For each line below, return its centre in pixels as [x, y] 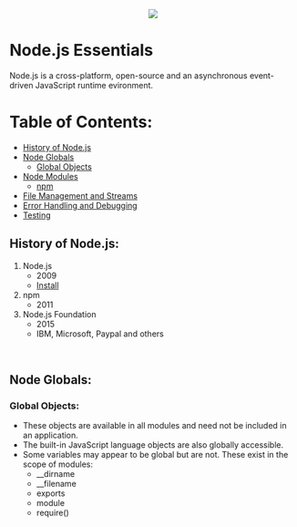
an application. [51, 435]
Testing [37, 215]
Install [47, 285]
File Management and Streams [80, 195]
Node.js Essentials [81, 51]
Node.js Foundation [59, 314]
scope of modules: [58, 464]
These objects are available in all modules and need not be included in [154, 426]
